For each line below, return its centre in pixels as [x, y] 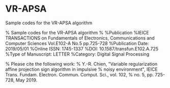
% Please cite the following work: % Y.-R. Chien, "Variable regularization [81, 64]
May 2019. [26, 80]
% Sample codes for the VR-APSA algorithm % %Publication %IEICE [77, 32]
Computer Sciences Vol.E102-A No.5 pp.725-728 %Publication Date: [77, 43]
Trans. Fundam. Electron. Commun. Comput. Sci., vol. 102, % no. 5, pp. [80, 74]
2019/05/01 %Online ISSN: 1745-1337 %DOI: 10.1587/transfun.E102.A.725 [82, 49]
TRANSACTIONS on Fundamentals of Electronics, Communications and [80, 38]
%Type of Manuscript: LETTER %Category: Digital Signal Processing [77, 54]
